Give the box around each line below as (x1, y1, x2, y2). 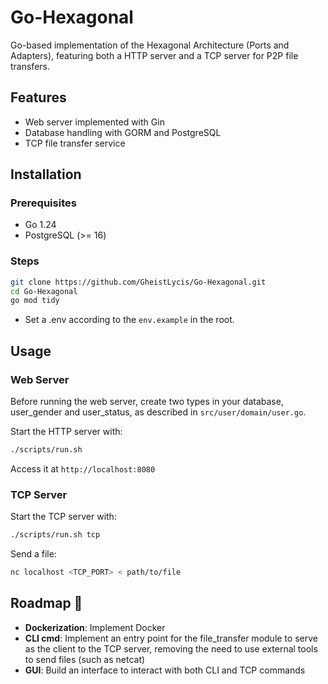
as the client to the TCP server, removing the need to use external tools (24, 642, 318, 655)
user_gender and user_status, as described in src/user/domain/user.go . (10, 406, 307, 418)
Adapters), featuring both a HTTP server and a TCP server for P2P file (10, 49, 299, 61)
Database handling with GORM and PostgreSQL (24, 126, 222, 138)
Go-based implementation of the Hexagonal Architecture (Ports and (10, 39, 290, 51)
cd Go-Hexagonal (10, 286, 78, 296)
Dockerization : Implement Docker (24, 621, 166, 633)
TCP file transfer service (24, 137, 126, 149)
